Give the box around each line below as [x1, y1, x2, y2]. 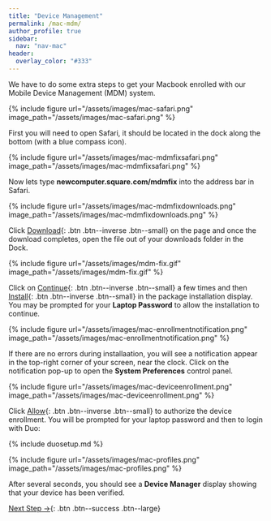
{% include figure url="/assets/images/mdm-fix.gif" [8, 258, 182, 268]
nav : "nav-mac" [15, 42, 67, 50]
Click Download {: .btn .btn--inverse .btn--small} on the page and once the [8, 225, 257, 235]
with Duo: [8, 423, 41, 433]
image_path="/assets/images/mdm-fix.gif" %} [8, 267, 164, 277]
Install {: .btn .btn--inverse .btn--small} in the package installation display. [8, 291, 253, 301]
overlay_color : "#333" [15, 58, 92, 66]
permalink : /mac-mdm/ [8, 19, 82, 28]
